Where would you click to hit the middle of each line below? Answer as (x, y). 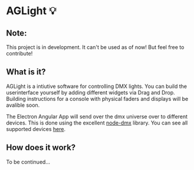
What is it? (26, 72)
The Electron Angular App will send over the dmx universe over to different (97, 116)
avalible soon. (23, 105)
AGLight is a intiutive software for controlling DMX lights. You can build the (97, 86)
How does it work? (41, 148)
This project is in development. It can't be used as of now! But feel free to (95, 47)
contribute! (19, 53)
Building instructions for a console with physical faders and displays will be (97, 99)
